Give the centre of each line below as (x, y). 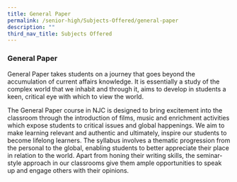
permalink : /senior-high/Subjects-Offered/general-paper (93, 21)
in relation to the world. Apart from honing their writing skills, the (101, 155)
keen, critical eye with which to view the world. (75, 96)
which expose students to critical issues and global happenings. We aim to (116, 125)
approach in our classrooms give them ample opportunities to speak (122, 163)
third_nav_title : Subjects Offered (60, 34)
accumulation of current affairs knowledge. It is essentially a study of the (114, 81)
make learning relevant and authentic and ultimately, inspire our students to (117, 132)
